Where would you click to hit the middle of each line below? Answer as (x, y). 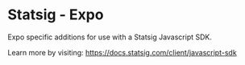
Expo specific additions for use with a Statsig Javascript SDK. (110, 37)
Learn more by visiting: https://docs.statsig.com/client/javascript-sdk (122, 52)
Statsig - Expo (56, 15)
